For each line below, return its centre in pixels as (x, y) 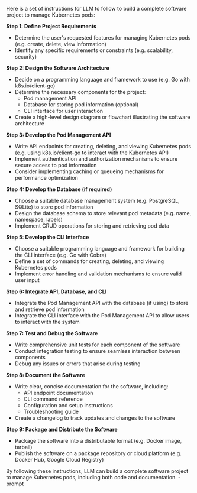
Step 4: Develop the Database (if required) (59, 189)
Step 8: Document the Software (46, 375)
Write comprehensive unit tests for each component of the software (97, 345)
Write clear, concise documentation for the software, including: (91, 386)
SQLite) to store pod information (54, 207)
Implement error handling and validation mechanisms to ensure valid (98, 274)
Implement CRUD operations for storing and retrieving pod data (92, 226)
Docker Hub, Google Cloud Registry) (59, 460)
